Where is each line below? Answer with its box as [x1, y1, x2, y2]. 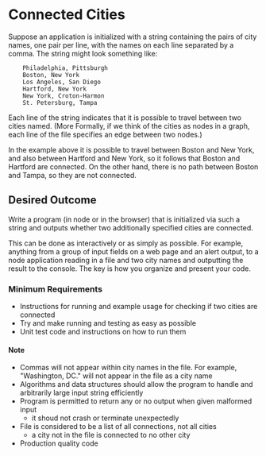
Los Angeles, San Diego [22, 78, 102, 86]
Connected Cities [8, 6, 125, 24]
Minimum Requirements [8, 284, 103, 295]
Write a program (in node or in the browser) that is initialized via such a [8, 214, 241, 224]
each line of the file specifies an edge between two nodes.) [8, 129, 202, 139]
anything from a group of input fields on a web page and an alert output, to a [8, 246, 259, 256]
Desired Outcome [8, 193, 97, 207]
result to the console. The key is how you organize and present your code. [8, 264, 252, 273]
